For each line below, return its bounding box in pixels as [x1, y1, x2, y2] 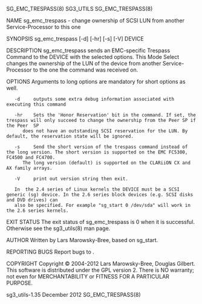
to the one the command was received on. [33, 66, 138, 73]
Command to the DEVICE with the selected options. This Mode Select [6, 53, 180, 60]
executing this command [6, 101, 67, 107]
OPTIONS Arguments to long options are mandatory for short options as [6, 78, 186, 85]
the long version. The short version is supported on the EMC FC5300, [6, 149, 188, 155]
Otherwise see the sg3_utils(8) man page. [6, 225, 111, 232]
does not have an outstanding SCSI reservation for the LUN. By [22, 128, 188, 134]
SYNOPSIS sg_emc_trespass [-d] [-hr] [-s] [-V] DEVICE [6, 35, 144, 42]
